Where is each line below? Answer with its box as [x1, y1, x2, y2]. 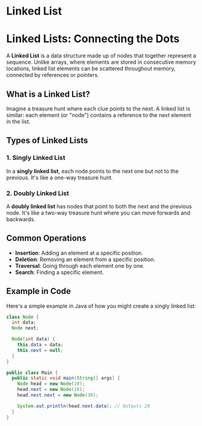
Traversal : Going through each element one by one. [15, 262, 145, 269]
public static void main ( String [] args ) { [11, 375, 120, 381]
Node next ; [11, 325, 39, 331]
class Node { [6, 314, 39, 320]
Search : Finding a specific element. [15, 268, 104, 276]
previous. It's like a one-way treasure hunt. [6, 174, 113, 181]
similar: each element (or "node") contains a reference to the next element [6, 111, 192, 119]
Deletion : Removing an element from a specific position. [15, 256, 156, 263]
